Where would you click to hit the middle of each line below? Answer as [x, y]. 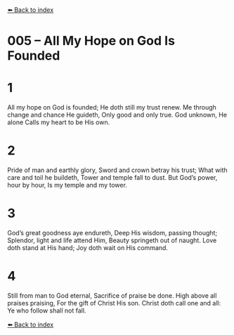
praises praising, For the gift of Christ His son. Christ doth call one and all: [114, 303]
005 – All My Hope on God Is [91, 41]
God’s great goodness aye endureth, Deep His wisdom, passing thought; [112, 233]
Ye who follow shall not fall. [47, 310]
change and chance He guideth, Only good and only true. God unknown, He [117, 115]
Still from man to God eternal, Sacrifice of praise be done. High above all [112, 295]
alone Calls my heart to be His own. [59, 122]
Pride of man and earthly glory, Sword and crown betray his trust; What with [117, 170]
